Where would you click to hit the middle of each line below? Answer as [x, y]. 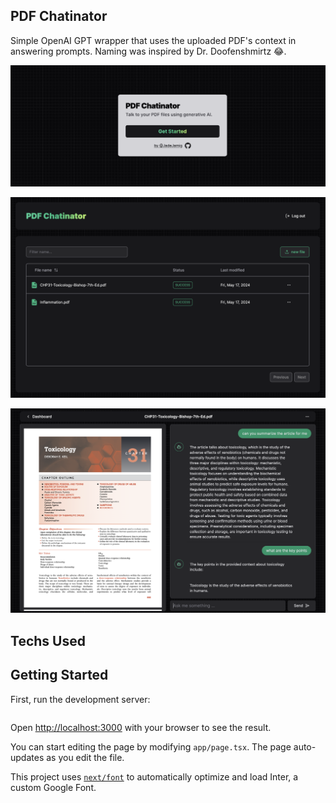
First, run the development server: [80, 699]
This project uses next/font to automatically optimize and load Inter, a [154, 776]
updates [27, 757]
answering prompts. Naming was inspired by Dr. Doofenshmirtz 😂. [148, 51]
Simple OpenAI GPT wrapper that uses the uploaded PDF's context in [153, 40]
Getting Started [59, 675]
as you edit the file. [85, 757]
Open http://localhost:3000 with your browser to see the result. [141, 727]
